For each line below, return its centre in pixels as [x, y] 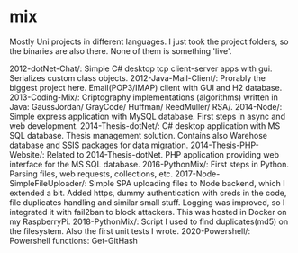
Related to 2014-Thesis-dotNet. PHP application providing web [163, 154]
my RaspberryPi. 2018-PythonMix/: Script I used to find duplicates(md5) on [149, 221]
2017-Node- [198, 174]
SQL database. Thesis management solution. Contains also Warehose [139, 135]
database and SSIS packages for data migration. [99, 145]
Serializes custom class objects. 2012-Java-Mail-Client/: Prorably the [137, 77]
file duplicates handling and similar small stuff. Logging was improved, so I [147, 202]
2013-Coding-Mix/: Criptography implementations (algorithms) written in [144, 97]
